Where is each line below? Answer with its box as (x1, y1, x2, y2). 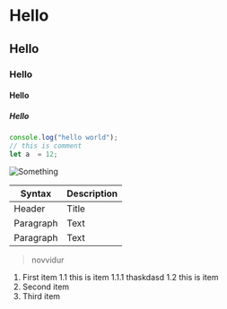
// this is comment (9, 141, 83, 150)
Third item (22, 290, 61, 301)
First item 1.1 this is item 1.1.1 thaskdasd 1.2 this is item (22, 271, 219, 282)
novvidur (31, 254, 65, 265)
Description (66, 187, 118, 200)
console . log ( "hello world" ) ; (9, 133, 118, 142)
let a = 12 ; (9, 150, 58, 159)
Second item (22, 281, 70, 292)
